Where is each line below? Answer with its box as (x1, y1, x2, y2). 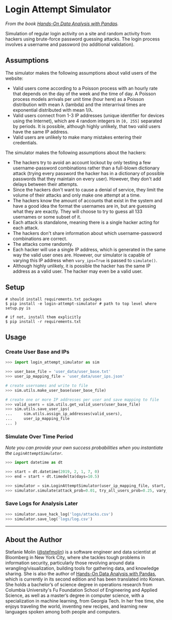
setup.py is (5, 306, 31, 311)
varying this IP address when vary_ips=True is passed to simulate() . (12, 257, 158, 263)
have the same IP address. (12, 129, 69, 135)
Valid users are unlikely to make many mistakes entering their (12, 134, 142, 140)
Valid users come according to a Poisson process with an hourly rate (12, 85, 158, 91)
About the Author (5, 535, 62, 544)
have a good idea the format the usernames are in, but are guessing (12, 203, 156, 209)
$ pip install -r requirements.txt (5, 319, 81, 324)
